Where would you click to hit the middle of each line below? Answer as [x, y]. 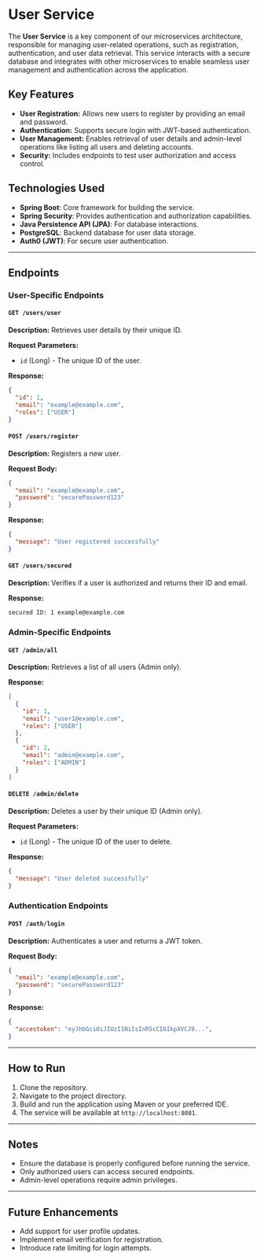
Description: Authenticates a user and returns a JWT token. [105, 940]
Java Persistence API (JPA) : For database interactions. [109, 224]
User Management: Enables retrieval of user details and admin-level [130, 139]
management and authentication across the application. [98, 69]
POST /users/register [44, 437]
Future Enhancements [64, 1212]
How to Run [37, 1068]
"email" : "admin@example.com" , [73, 756]
